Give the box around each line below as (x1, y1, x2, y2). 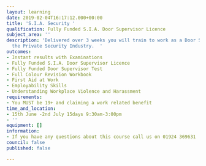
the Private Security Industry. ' (12, 43, 103, 49)
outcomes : (6, 49, 32, 55)
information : (6, 128, 40, 134)
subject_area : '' (6, 32, 51, 38)
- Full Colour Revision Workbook (6, 71, 92, 78)
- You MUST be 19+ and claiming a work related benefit (6, 99, 152, 106)
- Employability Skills (6, 83, 67, 89)
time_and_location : (6, 105, 56, 112)
